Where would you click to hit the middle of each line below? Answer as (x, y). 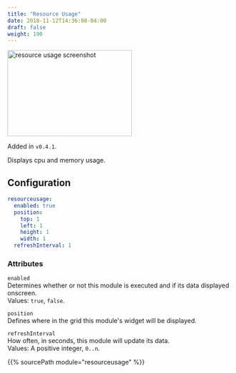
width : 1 (33, 239)
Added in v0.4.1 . (32, 146)
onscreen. (22, 293)
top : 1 (30, 219)
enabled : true (35, 205)
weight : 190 (25, 34)
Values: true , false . (36, 301)
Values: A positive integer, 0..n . (54, 348)
